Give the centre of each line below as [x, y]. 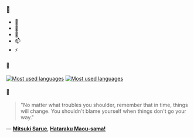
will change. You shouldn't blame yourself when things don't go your [103, 111]
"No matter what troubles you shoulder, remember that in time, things [104, 105]
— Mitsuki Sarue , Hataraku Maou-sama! [56, 129]
